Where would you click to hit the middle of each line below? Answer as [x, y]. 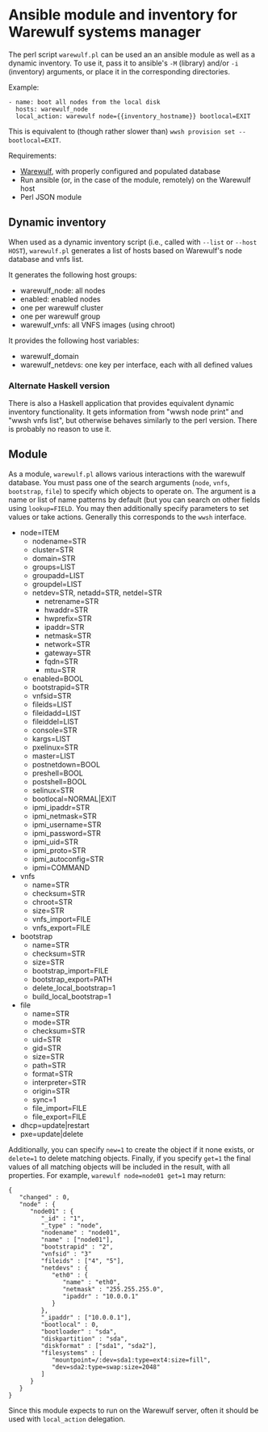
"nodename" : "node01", [81, 1232]
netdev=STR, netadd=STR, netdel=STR [97, 593]
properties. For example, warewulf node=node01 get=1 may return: [117, 1175]
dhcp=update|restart [55, 1125]
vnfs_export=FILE [61, 927]
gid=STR [47, 1048]
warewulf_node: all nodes [63, 290]
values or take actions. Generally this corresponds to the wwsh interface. [128, 517]
